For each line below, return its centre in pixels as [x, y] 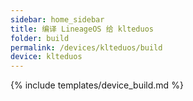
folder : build [40, 38]
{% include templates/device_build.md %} [97, 85]
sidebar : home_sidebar [57, 19]
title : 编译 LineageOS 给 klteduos [82, 29]
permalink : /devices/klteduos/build [86, 47]
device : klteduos [46, 57]
